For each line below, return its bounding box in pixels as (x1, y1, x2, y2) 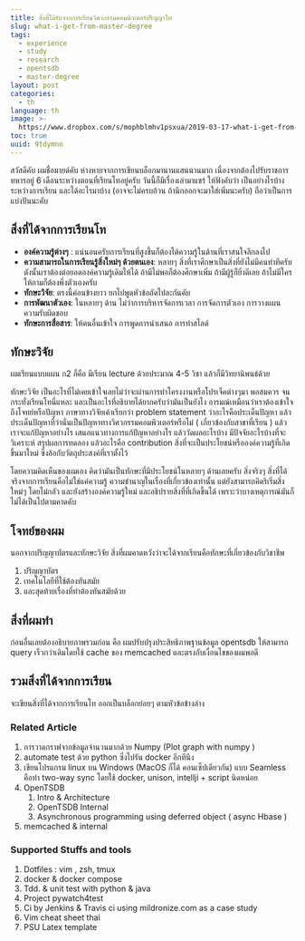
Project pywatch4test (23, 893, 104, 904)
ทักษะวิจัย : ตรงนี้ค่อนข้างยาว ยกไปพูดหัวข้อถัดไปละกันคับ (23, 286, 191, 297)
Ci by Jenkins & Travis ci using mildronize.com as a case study (23, 903, 258, 914)
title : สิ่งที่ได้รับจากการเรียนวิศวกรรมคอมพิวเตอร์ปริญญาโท (10, 13, 173, 23)
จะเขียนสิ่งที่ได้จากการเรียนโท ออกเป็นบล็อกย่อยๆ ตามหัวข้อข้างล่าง (10, 697, 205, 708)
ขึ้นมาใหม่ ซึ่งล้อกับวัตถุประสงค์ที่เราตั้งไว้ (10, 448, 129, 459)
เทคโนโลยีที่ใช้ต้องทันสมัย (23, 576, 100, 587)
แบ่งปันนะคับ (10, 195, 49, 206)
